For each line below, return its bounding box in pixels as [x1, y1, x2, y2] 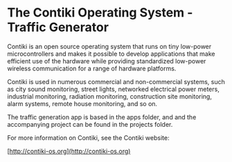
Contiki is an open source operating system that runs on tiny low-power [7, 42, 212, 50]
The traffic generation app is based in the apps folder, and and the [7, 112, 197, 121]
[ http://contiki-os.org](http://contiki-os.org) [7, 147, 131, 155]
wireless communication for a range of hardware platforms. [7, 64, 177, 72]
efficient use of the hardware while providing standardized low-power [7, 57, 206, 65]
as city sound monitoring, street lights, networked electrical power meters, [7, 85, 220, 93]
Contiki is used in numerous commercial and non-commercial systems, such [7, 77, 225, 85]
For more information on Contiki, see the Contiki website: [7, 133, 170, 142]
